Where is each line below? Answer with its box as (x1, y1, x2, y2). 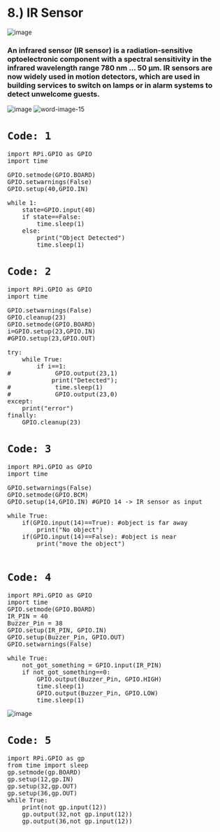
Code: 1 (7, 129, 52, 143)
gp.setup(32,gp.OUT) (7, 782, 78, 790)
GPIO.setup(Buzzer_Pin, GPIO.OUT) (7, 633, 126, 641)
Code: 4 (7, 571, 52, 584)
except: (7, 397, 34, 406)
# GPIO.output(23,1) (7, 369, 118, 378)
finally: (7, 411, 37, 419)
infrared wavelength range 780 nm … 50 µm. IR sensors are (7, 63, 213, 73)
